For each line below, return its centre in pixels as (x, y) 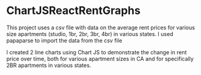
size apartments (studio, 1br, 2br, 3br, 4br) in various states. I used (90, 34)
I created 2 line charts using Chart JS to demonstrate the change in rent (97, 52)
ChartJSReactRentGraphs (73, 11)
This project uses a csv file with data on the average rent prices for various (101, 27)
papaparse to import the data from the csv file (64, 40)
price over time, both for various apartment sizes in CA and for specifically (100, 59)
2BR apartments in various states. (49, 65)
